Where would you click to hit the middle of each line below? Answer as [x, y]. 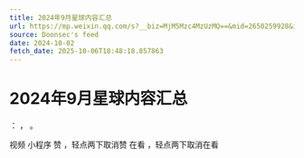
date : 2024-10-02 [42, 43]
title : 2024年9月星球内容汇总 [61, 18]
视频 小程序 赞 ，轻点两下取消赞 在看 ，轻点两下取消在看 [114, 144]
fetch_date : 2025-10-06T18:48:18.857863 [87, 51]
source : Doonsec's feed [54, 34]
